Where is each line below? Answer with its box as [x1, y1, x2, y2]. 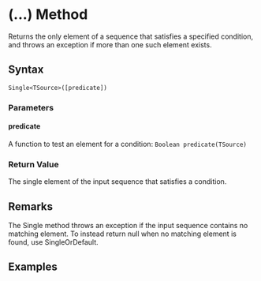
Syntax [8, 63, 44, 77]
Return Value [8, 159, 59, 170]
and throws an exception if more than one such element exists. [8, 39, 212, 49]
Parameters [8, 102, 54, 113]
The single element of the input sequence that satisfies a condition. [8, 177, 227, 186]
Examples [8, 260, 58, 274]
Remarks [8, 200, 54, 213]
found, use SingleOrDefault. [8, 237, 99, 246]
